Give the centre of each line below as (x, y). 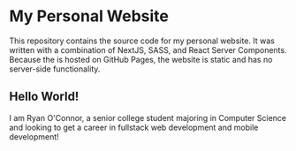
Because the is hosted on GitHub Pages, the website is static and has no (141, 59)
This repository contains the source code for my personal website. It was (142, 41)
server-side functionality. (55, 69)
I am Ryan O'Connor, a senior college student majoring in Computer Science (148, 117)
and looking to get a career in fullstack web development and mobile (134, 127)
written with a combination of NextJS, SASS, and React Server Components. (148, 49)
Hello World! (44, 97)
